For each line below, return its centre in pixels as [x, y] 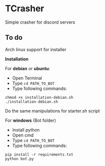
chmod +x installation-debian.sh [39, 97]
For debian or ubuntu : [28, 68]
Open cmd [23, 135]
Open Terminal [27, 78]
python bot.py [20, 159]
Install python [26, 130]
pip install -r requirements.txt [39, 154]
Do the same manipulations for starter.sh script [52, 111]
